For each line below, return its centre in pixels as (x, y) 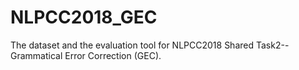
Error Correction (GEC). (113, 55)
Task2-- (272, 45)
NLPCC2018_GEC (84, 17)
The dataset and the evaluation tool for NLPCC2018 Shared (132, 45)
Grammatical (36, 55)
